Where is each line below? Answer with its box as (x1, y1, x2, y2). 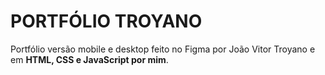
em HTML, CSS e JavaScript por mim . (10, 53, 169, 65)
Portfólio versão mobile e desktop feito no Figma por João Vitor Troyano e (10, 43, 316, 55)
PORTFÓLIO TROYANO (10, 10, 203, 33)
